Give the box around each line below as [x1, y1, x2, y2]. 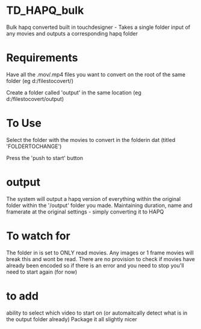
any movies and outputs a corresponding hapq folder [6, 29, 138, 37]
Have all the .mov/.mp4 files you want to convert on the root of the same [6, 70, 185, 78]
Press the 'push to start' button [6, 154, 83, 161]
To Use [6, 117, 42, 130]
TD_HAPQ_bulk [6, 4, 84, 17]
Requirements [6, 51, 78, 65]
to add [6, 289, 39, 303]
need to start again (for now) [6, 268, 78, 275]
